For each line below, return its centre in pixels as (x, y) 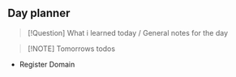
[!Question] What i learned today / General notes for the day (128, 32)
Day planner (39, 13)
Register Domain (47, 64)
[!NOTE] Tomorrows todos (71, 49)
